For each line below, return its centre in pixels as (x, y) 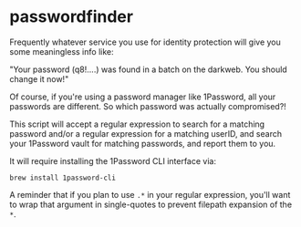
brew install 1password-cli (63, 178)
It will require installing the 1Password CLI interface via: (113, 160)
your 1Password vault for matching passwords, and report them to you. (143, 143)
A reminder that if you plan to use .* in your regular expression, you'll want (150, 194)
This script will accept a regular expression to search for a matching (137, 124)
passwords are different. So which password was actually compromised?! (148, 106)
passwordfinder (72, 17)
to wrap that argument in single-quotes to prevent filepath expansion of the (151, 204)
